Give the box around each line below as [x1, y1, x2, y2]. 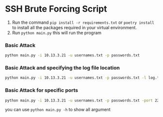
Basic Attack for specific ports [5, 87, 79, 94]
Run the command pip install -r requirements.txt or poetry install [12, 19, 154, 25]
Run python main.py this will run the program [12, 30, 102, 35]
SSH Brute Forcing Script [5, 3, 108, 15]
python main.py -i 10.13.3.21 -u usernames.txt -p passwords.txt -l [5, 75, 147, 81]
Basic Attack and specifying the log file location [5, 65, 120, 71]
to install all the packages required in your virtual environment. [12, 24, 137, 30]
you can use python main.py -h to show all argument [5, 107, 111, 113]
